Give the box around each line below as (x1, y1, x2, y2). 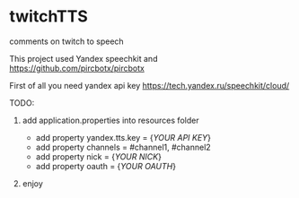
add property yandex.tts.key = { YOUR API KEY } (35, 132, 211, 142)
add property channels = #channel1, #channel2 (35, 142, 211, 152)
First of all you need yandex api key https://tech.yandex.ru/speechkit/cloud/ (9, 80, 290, 90)
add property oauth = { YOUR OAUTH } (35, 160, 177, 171)
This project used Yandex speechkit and (9, 53, 158, 64)
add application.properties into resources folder (22, 115, 199, 125)
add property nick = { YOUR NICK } (35, 151, 162, 162)
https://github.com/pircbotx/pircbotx (9, 63, 145, 73)
